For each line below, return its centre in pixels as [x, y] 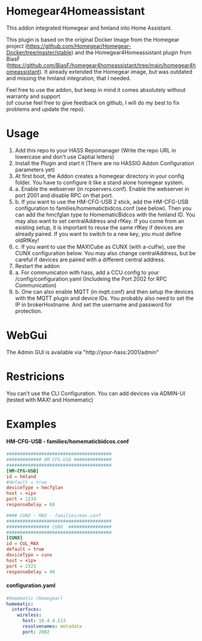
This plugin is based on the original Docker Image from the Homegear [93, 39]
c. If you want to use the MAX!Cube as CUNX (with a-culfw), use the [100, 247]
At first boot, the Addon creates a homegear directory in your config [99, 176]
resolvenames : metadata [52, 626]
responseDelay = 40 [31, 572]
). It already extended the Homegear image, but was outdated [116, 71]
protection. [29, 311]
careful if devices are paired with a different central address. [90, 259]
